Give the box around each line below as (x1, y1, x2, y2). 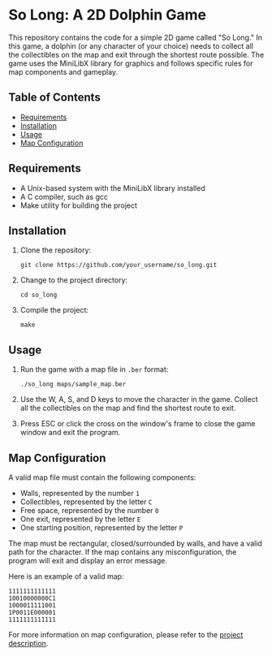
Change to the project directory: (19, 275, 128, 285)
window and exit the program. (19, 428, 121, 438)
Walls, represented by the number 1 (19, 489, 140, 498)
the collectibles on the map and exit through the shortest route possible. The (8, 50, 265, 59)
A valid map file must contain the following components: (8, 473, 196, 482)
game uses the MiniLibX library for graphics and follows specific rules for (8, 58, 253, 68)
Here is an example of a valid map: (8, 572, 124, 581)
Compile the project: (19, 305, 89, 315)
